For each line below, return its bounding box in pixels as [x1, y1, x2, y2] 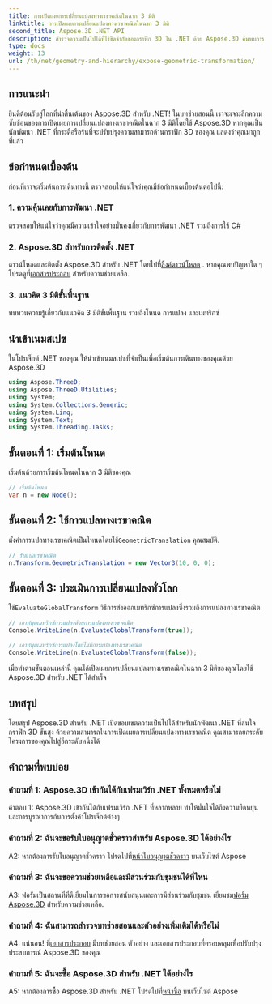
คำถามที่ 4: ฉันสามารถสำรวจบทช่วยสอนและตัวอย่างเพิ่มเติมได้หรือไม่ [8, 920, 219, 931]
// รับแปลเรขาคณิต [8, 551, 57, 559]
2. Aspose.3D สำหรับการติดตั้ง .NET [8, 241, 135, 252]
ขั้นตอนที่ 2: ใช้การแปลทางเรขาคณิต [8, 514, 151, 528]
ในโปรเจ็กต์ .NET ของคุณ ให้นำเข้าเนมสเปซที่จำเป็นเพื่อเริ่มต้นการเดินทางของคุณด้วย [8, 353, 233, 363]
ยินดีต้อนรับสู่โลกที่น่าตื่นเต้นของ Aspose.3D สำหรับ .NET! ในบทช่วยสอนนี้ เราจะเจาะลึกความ [8, 109, 263, 118]
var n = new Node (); [8, 491, 79, 499]
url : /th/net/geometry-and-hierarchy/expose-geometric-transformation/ [8, 58, 255, 66]
